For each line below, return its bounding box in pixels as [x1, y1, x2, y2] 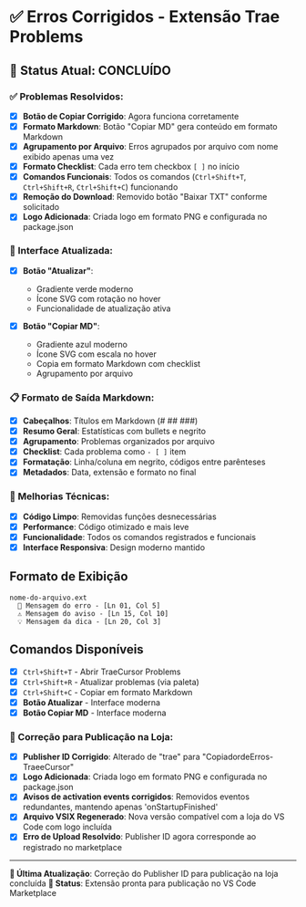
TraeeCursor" [22, 762, 75, 773]
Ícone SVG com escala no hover [36, 349, 158, 360]
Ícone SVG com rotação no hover [36, 293, 161, 304]
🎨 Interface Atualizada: [9, 245, 114, 257]
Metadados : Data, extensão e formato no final [22, 467, 197, 478]
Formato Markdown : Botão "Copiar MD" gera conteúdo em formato [22, 120, 278, 131]
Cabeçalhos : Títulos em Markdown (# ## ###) [22, 415, 199, 426]
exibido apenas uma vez [22, 151, 115, 162]
